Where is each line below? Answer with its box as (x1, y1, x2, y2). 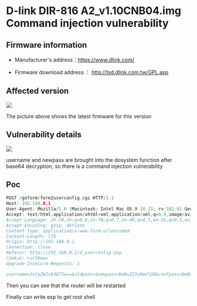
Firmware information (6, 40, 87, 50)
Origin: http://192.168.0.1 (6, 239, 75, 245)
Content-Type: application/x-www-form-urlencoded (6, 228, 130, 234)
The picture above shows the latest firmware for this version (6, 113, 152, 120)
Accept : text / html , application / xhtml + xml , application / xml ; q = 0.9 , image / (6, 211, 185, 218)
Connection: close (6, 244, 51, 250)
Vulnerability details (6, 130, 82, 140)
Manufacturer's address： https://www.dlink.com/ (14, 56, 135, 63)
